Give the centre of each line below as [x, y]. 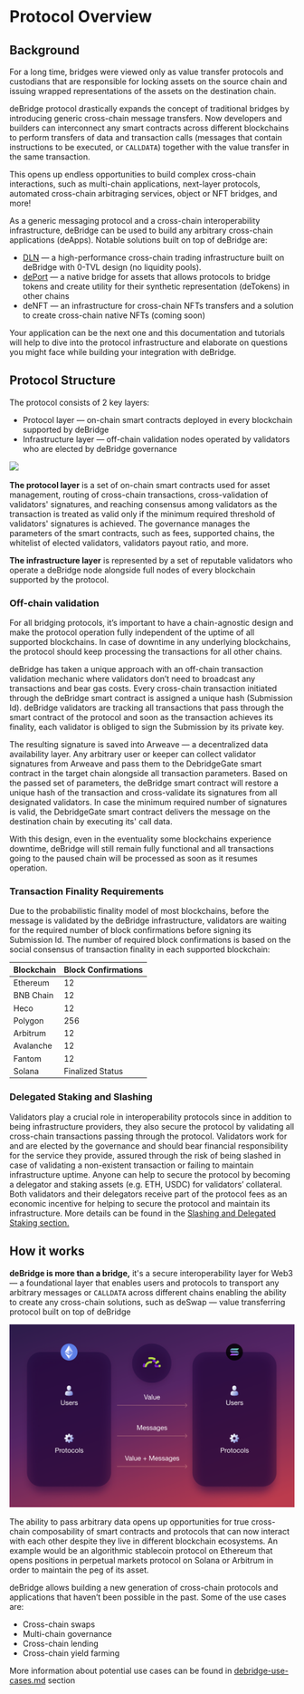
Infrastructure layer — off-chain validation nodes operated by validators [156, 439]
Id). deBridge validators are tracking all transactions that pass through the [147, 707]
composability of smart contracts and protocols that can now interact [161, 1531]
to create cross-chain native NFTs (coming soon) [114, 315]
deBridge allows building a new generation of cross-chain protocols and [144, 1587]
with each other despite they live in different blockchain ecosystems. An [144, 1541]
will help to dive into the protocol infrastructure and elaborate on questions [148, 342]
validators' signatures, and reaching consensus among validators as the [143, 504]
